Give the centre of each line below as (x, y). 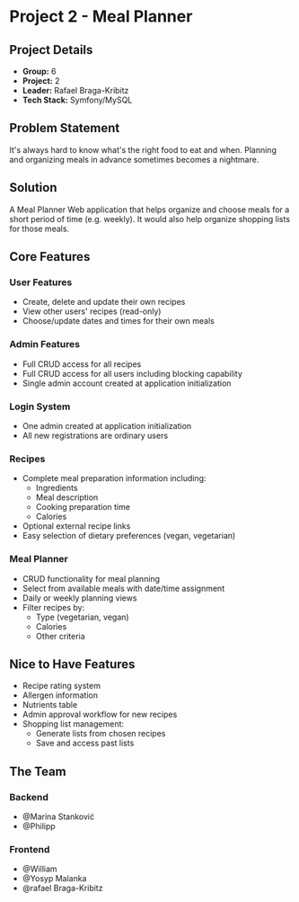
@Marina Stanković (58, 817)
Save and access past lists (85, 743)
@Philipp (39, 826)
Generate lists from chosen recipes (101, 734)
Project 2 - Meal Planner (101, 17)
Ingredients (57, 488)
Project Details (51, 50)
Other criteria (60, 636)
